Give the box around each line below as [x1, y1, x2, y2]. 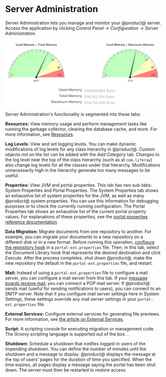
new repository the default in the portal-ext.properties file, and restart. [5, 260, 153, 266]
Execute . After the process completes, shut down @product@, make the [5, 255, 153, 261]
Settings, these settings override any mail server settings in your [5, 296, 137, 302]
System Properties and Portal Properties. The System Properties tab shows [5, 187, 159, 194]
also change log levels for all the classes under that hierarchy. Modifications [5, 162, 161, 168]
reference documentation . [5, 219, 58, 225]
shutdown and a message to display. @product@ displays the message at [5, 351, 156, 357]
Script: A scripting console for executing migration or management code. [5, 326, 155, 332]
